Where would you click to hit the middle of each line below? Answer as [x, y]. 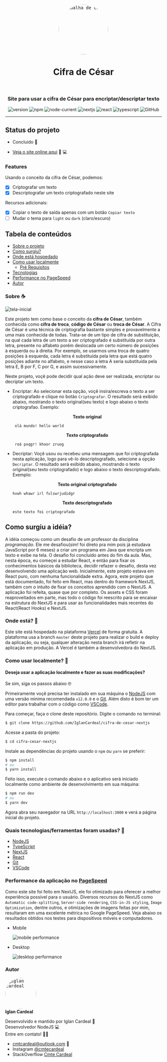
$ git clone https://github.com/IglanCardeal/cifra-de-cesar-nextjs [78, 723]
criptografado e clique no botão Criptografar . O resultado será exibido [85, 396]
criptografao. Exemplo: [36, 407]
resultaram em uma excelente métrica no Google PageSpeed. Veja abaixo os [83, 913]
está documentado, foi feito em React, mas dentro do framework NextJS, [80, 581]
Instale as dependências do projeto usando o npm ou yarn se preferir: [75, 751]
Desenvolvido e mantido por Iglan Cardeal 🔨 [50, 1021]
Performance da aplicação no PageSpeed [56, 881]
